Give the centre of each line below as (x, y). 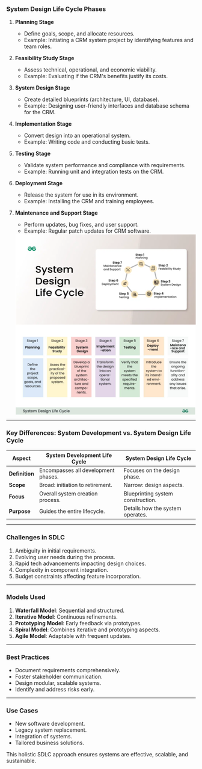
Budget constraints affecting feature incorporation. (78, 576)
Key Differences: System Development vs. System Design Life (99, 433)
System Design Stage (42, 88)
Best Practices (28, 657)
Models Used (26, 597)
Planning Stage (34, 22)
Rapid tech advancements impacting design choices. (80, 563)
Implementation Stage (43, 124)
